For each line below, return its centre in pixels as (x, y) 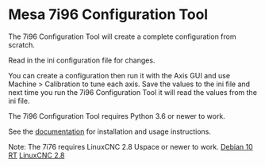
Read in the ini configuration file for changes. (82, 60)
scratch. (22, 44)
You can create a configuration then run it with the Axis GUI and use (119, 75)
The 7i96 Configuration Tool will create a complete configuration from (122, 36)
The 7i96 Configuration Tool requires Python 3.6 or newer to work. (117, 116)
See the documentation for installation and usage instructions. (110, 131)
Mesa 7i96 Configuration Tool (108, 15)
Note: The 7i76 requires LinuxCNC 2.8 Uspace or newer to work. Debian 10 (131, 146)
